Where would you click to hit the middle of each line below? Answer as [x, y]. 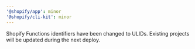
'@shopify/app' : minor [34, 11]
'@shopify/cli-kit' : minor [39, 17]
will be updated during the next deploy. [53, 40]
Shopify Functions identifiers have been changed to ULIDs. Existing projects [98, 33]
